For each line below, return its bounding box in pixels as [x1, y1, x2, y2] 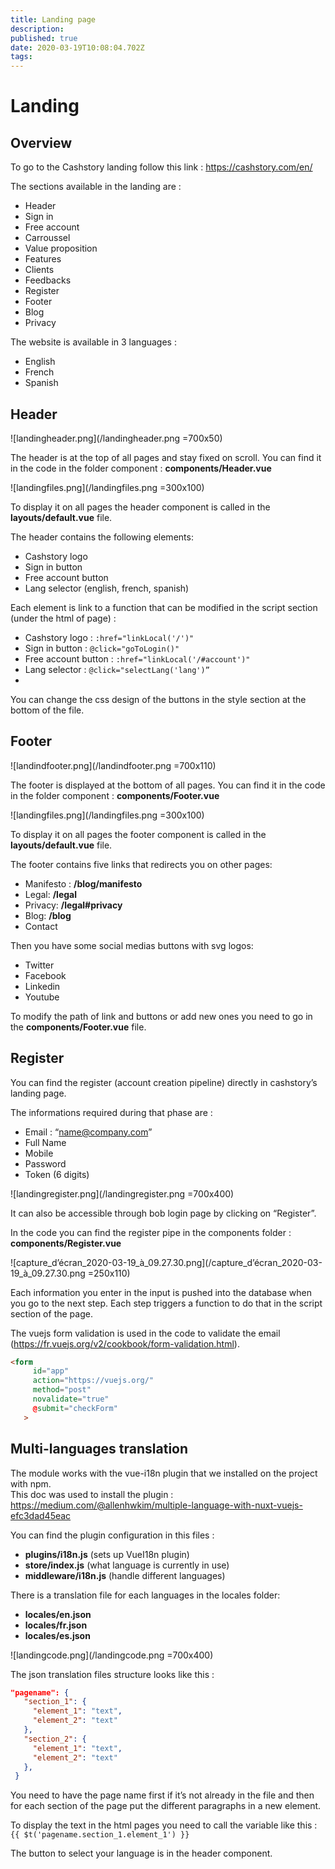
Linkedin [24, 980, 61, 992]
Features [24, 253, 62, 265]
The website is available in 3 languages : [10, 336, 177, 348]
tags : [10, 52, 33, 62]
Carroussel [24, 232, 71, 244]
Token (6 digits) [24, 1168, 90, 1180]
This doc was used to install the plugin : [10, 1488, 174, 1500]
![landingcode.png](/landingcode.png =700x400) [10, 1649, 214, 1661]
